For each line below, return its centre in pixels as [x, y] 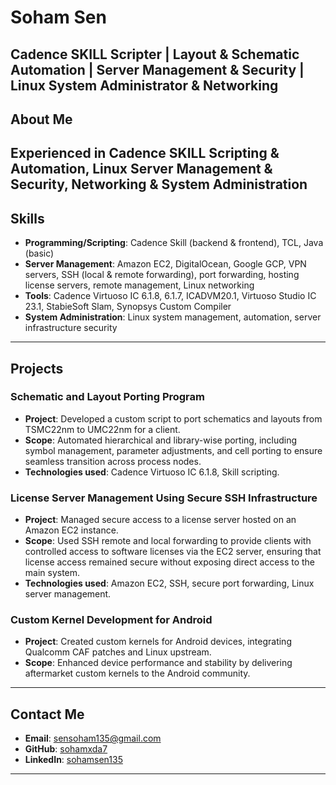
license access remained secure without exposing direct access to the [169, 562]
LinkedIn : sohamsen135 [73, 760]
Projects [37, 368]
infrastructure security [71, 328]
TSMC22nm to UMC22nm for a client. [102, 429]
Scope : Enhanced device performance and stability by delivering [158, 663]
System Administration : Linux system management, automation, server [173, 317]
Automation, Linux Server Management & [141, 169]
